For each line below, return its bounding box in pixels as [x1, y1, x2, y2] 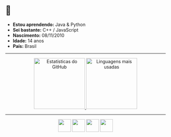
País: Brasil [12, 43, 37, 49]
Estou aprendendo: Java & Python [12, 21, 85, 28]
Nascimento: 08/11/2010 [12, 32, 65, 38]
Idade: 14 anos [12, 38, 44, 44]
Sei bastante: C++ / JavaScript [12, 26, 79, 33]
